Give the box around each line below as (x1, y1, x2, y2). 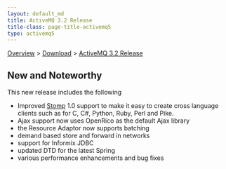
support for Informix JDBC (17, 139, 94, 147)
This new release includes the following (7, 88, 121, 97)
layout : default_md (7, 10, 65, 18)
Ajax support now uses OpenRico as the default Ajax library (17, 116, 190, 125)
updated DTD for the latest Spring (17, 147, 116, 155)
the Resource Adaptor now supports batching (17, 124, 149, 133)
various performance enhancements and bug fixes (17, 154, 164, 162)
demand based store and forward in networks (17, 131, 150, 140)
